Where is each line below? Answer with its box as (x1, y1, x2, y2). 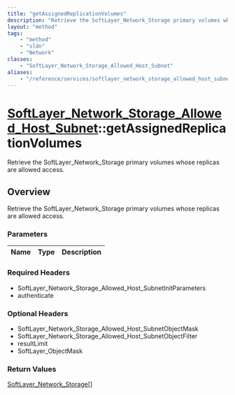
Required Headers (7, 268, 70, 278)
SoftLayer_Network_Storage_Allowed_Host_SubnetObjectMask (17, 324, 199, 333)
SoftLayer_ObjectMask (17, 347, 83, 355)
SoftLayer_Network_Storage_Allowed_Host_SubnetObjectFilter (17, 332, 198, 340)
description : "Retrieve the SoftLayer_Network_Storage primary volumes (7, 17, 220, 24)
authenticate (17, 291, 54, 299)
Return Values (7, 364, 57, 374)
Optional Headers (7, 308, 69, 318)
